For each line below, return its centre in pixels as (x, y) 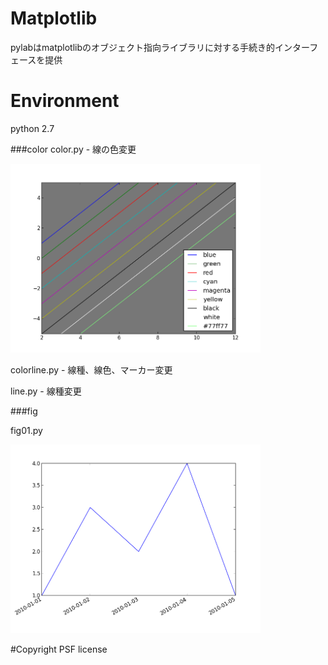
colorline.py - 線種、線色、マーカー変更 (91, 369)
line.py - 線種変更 (46, 391)
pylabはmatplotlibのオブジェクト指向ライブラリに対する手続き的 (143, 47)
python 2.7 (32, 128)
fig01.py (26, 430)
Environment (65, 101)
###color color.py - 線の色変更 (73, 149)
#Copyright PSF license (59, 649)
